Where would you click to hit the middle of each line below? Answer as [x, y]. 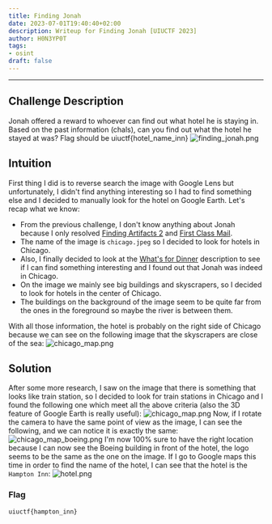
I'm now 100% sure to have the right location [178, 439]
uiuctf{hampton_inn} [43, 511]
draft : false [30, 61]
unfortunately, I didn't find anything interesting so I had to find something [130, 192]
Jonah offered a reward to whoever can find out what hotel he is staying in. [134, 120]
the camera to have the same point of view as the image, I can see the [125, 422]
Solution [30, 368]
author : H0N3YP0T [38, 38]
